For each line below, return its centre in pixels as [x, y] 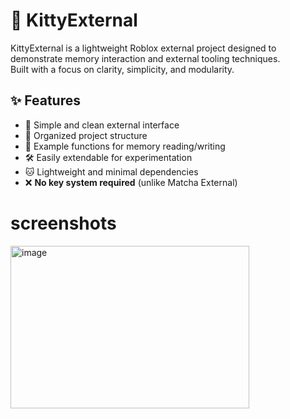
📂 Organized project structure [86, 135]
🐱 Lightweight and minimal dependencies [111, 171]
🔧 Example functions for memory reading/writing [125, 146]
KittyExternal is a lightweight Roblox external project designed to [143, 48]
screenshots [63, 223]
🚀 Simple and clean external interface [102, 125]
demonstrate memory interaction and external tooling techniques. [145, 58]
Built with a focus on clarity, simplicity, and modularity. [122, 69]
